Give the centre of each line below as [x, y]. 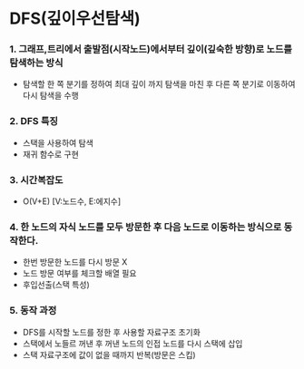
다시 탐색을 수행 [50, 95]
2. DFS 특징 [34, 121]
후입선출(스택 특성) [56, 285]
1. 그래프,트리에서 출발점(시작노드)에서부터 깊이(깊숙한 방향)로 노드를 [151, 49]
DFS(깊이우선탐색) [75, 19]
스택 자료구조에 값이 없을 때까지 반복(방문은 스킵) [109, 354]
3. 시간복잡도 [36, 180]
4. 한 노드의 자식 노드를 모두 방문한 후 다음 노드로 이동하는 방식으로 [146, 227]
